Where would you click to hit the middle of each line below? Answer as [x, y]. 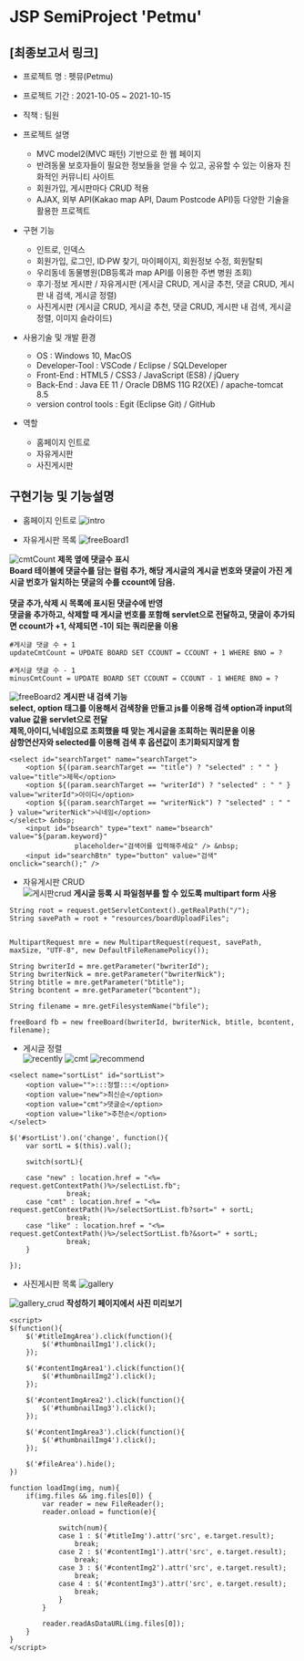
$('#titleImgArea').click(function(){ [99, 1336]
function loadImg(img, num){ [65, 1488]
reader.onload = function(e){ [99, 1511]
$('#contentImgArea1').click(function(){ [105, 1368]
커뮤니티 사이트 [88, 176]
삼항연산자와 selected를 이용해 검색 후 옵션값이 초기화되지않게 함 [124, 742]
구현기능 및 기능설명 [62, 497]
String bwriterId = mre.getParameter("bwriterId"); [109, 966]
